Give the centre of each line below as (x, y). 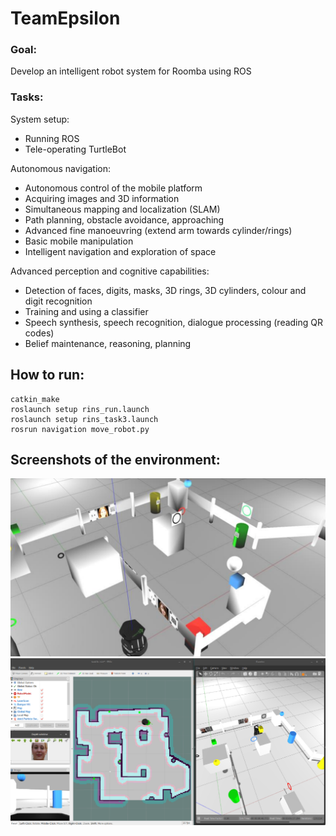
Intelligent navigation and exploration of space (120, 251)
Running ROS (52, 138)
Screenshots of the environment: (115, 459)
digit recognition (58, 301)
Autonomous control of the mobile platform (113, 188)
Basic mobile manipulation (79, 241)
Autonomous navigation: (61, 168)
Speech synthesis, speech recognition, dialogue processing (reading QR (174, 322)
